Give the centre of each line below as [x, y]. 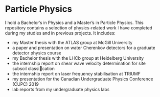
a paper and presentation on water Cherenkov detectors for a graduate [84, 48]
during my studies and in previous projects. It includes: [60, 33]
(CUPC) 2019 [25, 84]
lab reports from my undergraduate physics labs [61, 89]
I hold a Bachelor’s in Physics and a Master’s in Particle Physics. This [74, 23]
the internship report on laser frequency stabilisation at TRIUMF [76, 73]
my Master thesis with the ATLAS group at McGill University [72, 42]
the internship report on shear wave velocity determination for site [79, 63]
